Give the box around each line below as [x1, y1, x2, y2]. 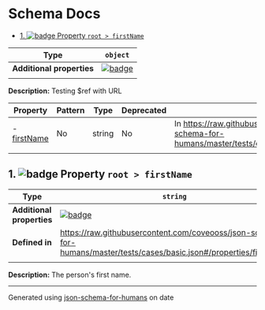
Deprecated [121, 104, 167, 115]
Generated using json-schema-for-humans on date [8, 293, 174, 302]
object [105, 50, 130, 59]
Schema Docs [8, 5, 101, 23]
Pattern [56, 104, 85, 115]
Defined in [12, 237, 53, 248]
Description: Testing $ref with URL [8, 86, 122, 95]
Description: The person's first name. [8, 270, 132, 279]
